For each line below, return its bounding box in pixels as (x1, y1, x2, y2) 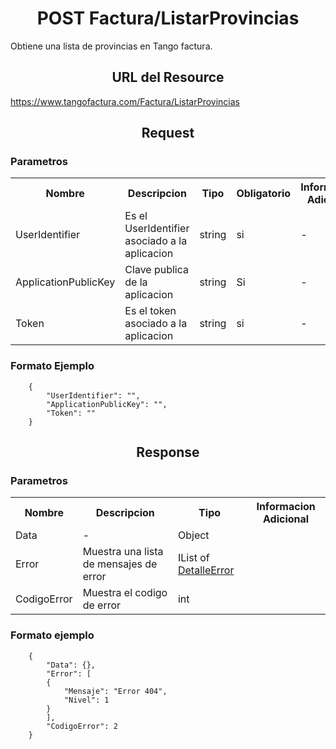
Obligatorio (236, 187, 292, 201)
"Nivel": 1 (63, 695, 110, 705)
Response (136, 444, 200, 461)
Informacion (256, 500, 316, 514)
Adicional (263, 512, 310, 526)
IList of (177, 551, 210, 565)
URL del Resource (111, 69, 225, 86)
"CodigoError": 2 (46, 721, 118, 731)
